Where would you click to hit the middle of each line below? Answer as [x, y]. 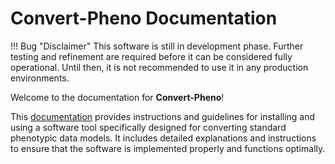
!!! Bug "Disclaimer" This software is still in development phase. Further [157, 46]
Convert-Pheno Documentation [144, 18]
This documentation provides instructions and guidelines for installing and [163, 116]
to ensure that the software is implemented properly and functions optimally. [168, 148]
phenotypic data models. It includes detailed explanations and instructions [163, 138]
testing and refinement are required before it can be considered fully [151, 56]
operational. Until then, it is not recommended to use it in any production [159, 67]
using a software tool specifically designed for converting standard [148, 127]
